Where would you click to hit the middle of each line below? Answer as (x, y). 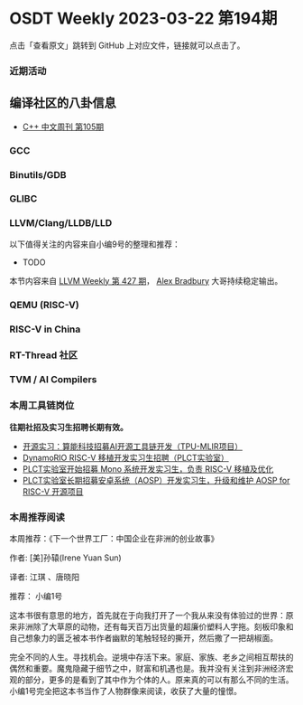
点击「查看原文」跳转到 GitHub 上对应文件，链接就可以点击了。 (127, 45)
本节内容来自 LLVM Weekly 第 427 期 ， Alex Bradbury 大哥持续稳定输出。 (146, 280)
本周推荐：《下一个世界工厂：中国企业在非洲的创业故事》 (114, 539)
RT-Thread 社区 (44, 355)
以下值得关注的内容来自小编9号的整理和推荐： (95, 244)
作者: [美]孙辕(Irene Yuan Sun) (65, 558)
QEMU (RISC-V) (44, 305)
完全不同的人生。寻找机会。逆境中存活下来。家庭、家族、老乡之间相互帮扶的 (151, 657)
